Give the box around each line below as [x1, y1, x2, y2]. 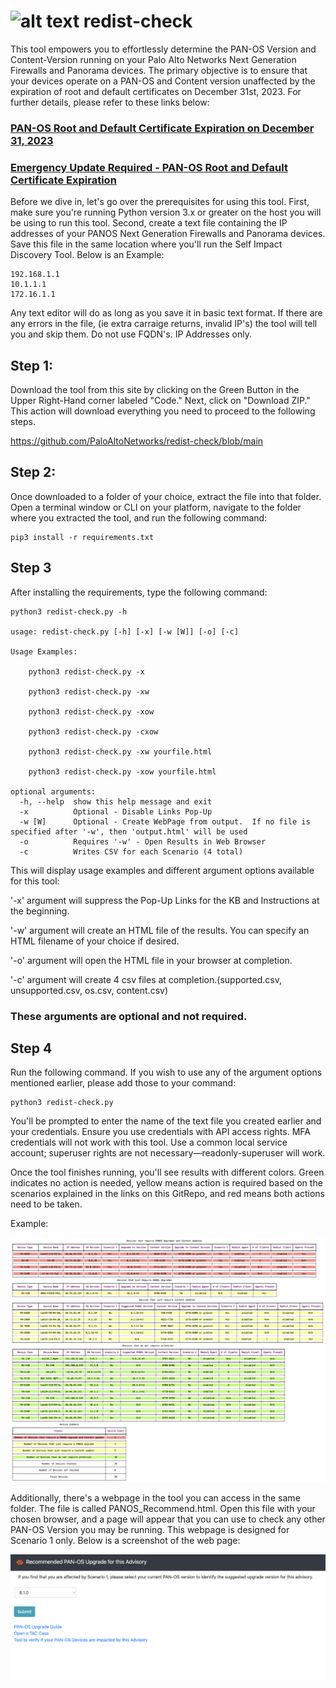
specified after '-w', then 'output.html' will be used [10, 826, 248, 837]
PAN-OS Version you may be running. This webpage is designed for [10, 1523, 290, 1535]
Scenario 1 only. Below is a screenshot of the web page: [10, 1534, 241, 1546]
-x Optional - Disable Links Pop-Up [19, 806, 213, 817]
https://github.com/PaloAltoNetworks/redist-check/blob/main [10, 435, 264, 447]
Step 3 [10, 560, 52, 577]
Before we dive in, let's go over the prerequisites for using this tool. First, [10, 196, 310, 208]
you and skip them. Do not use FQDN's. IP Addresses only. [10, 328, 252, 340]
